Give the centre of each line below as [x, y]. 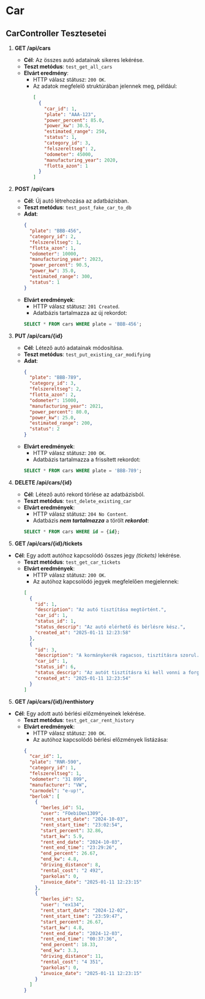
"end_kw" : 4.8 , [59, 859]
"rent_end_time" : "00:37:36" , [79, 939]
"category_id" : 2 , [53, 236]
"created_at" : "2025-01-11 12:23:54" [83, 678]
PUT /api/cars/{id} [39, 336]
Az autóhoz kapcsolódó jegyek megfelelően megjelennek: [106, 581]
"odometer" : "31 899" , [58, 779]
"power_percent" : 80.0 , [59, 412]
